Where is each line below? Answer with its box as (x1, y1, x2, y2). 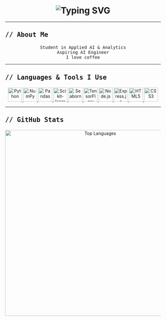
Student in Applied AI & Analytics (40, 45, 126, 51)
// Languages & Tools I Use (5, 73, 107, 81)
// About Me (5, 31, 48, 39)
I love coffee (66, 54, 100, 60)
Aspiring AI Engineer (56, 50, 110, 55)
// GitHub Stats (5, 116, 64, 124)
